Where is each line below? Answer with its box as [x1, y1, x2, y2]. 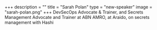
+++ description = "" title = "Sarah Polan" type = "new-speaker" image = [4, 4, 153, 10]
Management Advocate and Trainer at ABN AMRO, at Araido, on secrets [4, 15, 150, 20]
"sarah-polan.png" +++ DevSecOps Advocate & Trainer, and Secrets [4, 9, 143, 15]
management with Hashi [4, 19, 54, 25]
